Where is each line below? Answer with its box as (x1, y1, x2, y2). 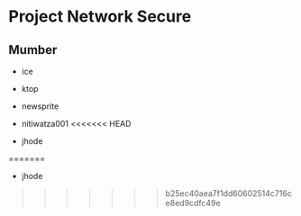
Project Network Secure (8, 6, 192, 27)
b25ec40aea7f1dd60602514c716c (165, 188, 292, 199)
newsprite (21, 101, 59, 112)
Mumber (8, 42, 58, 58)
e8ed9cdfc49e (165, 198, 222, 208)
